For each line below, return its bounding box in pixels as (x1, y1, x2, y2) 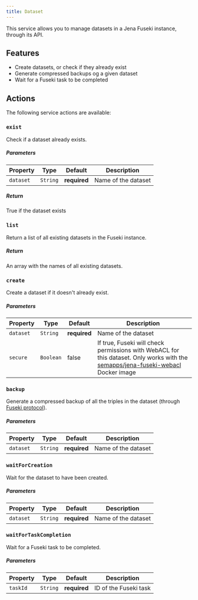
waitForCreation (6, 462, 53, 469)
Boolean (40, 355, 62, 361)
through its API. (6, 31, 44, 38)
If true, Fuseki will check (97, 339, 164, 347)
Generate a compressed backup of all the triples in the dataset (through (6, 398, 180, 405)
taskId (9, 585, 28, 591)
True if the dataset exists (6, 207, 67, 214)
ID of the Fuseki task (94, 583, 151, 592)
